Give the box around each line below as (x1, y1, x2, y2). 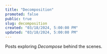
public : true (5, 16, 32, 21)
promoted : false (5, 12, 38, 17)
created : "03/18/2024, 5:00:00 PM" (5, 26, 78, 30)
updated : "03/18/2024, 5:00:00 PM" (5, 30, 78, 35)
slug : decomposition (5, 21, 48, 26)
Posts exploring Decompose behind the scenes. (5, 44, 103, 49)
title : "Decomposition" (5, 7, 54, 12)
